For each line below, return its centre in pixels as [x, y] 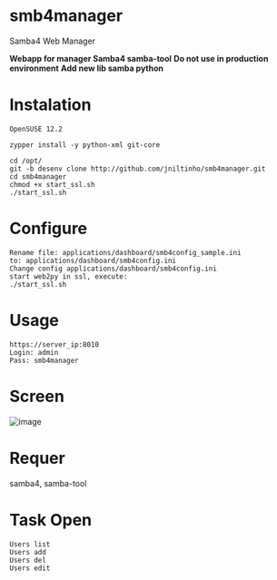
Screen [37, 396]
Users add [28, 552]
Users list [30, 544]
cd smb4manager [38, 177]
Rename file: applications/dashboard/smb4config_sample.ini [126, 252]
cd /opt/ [26, 161]
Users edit [30, 568]
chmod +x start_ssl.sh [52, 184]
